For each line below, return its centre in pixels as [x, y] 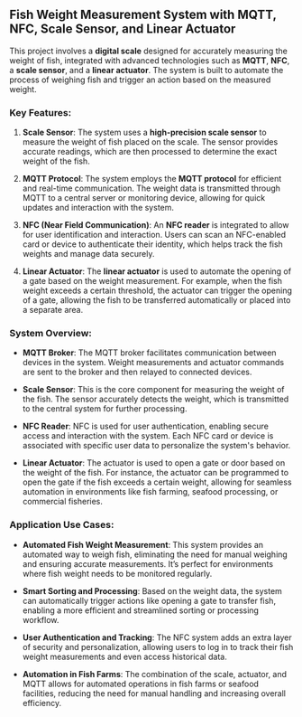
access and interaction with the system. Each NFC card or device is [148, 436]
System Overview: [51, 334]
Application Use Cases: [62, 525]
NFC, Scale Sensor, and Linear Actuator [123, 29]
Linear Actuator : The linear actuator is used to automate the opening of [156, 271]
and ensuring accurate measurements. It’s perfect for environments [147, 563]
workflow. [41, 619]
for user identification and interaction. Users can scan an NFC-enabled [154, 235]
